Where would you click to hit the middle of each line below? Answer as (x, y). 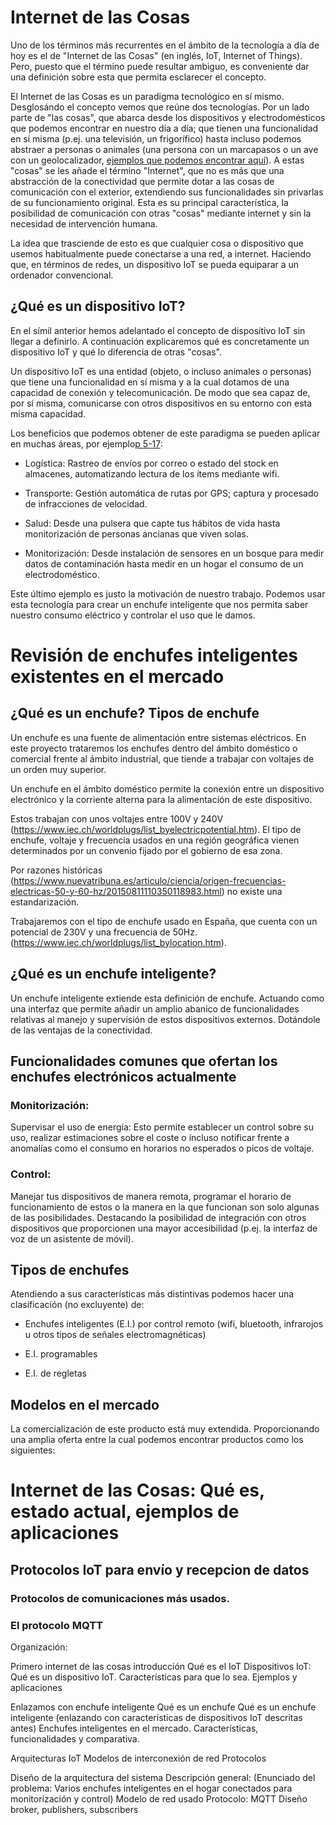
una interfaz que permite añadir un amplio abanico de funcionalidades (155, 1008)
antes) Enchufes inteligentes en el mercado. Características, (134, 1728)
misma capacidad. (48, 413)
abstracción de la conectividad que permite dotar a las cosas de (142, 181)
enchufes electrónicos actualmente (123, 1076)
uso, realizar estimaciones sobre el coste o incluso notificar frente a (150, 1138)
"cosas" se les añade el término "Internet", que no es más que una (147, 170)
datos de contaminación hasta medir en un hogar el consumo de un (164, 563)
